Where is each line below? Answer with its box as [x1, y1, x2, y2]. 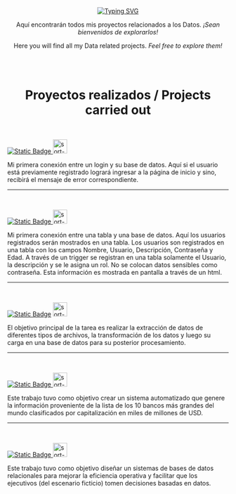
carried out [85, 102, 151, 118]
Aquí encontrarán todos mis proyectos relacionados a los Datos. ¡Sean [16, 20, 220, 29]
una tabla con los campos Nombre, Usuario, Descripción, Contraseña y [7, 245, 214, 254]
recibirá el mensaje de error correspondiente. [7, 175, 139, 183]
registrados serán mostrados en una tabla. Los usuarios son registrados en [7, 238, 225, 247]
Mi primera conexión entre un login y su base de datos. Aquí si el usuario [7, 160, 218, 169]
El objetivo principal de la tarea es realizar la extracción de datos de [7, 323, 204, 332]
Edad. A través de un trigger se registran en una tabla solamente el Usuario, [7, 253, 227, 261]
